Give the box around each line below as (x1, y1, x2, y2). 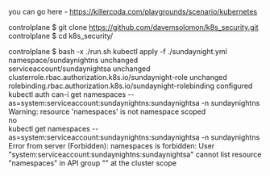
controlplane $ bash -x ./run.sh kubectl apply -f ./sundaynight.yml (8, 47, 227, 56)
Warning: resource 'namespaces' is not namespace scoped (8, 107, 206, 116)
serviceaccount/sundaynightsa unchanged (8, 64, 151, 73)
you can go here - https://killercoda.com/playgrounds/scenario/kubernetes (8, 7, 258, 16)
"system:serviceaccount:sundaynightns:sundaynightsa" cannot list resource (8, 149, 262, 159)
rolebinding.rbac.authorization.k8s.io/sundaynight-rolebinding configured (8, 81, 253, 90)
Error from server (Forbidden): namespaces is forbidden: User (8, 141, 215, 150)
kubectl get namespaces (8, 124, 90, 133)
